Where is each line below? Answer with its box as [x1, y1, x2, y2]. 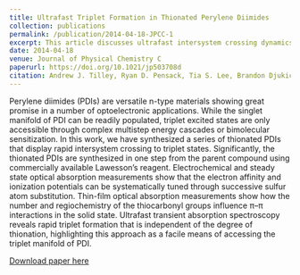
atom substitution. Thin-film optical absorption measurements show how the [9, 190, 290, 201]
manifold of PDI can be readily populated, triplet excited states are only [9, 114, 271, 125]
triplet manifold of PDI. [9, 237, 92, 248]
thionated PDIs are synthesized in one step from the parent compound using [9, 153, 290, 163]
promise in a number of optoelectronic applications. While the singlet [9, 104, 263, 116]
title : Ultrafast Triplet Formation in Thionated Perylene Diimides [9, 12, 270, 22]
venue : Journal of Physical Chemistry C [9, 54, 162, 63]
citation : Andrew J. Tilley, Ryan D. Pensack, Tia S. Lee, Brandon [9, 71, 266, 80]
